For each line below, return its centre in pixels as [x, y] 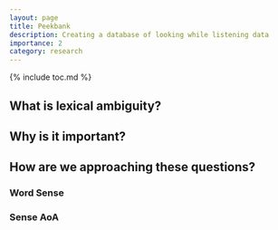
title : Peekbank [40, 26]
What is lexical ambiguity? [86, 105]
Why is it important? [68, 136]
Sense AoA [34, 217]
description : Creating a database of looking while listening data [139, 34]
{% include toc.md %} [51, 77]
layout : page [34, 18]
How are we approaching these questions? [133, 167]
